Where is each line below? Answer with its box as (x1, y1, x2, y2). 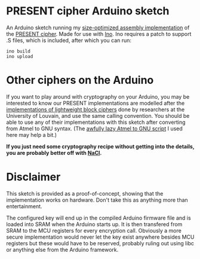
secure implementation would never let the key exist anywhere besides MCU (6, 233, 195, 240)
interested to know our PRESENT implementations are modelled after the (6, 99, 185, 106)
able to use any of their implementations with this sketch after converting (6, 118, 186, 126)
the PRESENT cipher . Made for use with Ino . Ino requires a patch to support (6, 30, 192, 37)
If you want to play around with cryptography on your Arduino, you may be (6, 93, 190, 100)
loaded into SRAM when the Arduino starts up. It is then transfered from (6, 220, 183, 228)
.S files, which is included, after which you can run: (6, 36, 132, 44)
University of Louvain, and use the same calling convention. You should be (6, 112, 190, 119)
